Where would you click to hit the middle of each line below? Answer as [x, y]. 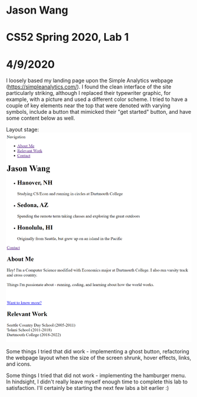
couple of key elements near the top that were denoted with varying [88, 106]
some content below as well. [41, 118]
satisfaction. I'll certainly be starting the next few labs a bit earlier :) [88, 388]
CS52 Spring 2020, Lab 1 [68, 37]
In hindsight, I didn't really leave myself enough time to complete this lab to [97, 382]
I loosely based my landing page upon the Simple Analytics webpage [90, 81]
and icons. [19, 364]
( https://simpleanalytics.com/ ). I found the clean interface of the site [89, 87]
